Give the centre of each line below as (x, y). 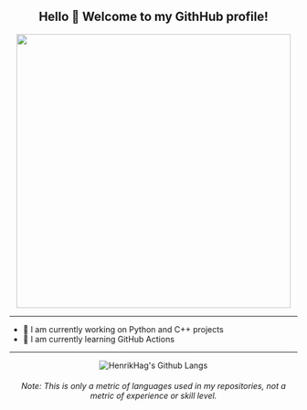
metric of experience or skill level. (153, 396)
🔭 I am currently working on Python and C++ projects (123, 329)
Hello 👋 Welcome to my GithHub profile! (153, 17)
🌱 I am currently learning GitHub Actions (99, 339)
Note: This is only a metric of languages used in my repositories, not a (153, 386)
